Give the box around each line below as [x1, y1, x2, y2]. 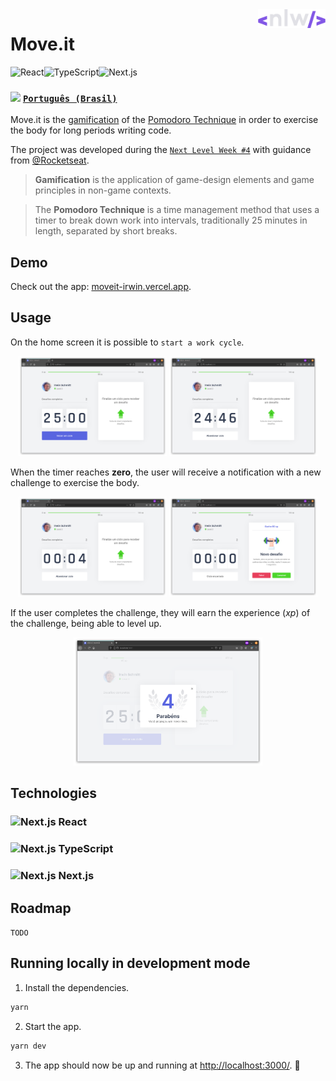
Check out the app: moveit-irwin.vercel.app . [10, 281, 192, 293]
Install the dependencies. [24, 981, 130, 993]
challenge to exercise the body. [10, 477, 140, 489]
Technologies [10, 785, 98, 802]
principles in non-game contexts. [34, 184, 172, 197]
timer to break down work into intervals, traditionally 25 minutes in [34, 214, 308, 227]
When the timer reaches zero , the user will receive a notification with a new [10, 466, 322, 478]
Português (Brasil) [22, 93, 118, 104]
